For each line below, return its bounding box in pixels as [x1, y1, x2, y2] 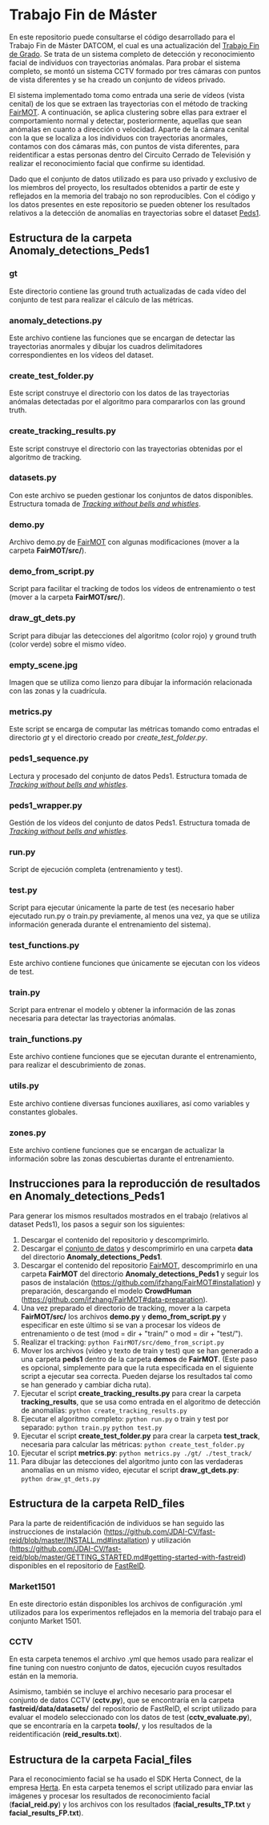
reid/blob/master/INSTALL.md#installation [9, 1535, 147, 1545]
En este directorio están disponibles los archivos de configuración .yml [9, 1599, 243, 1608]
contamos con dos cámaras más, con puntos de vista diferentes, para [9, 141, 239, 151]
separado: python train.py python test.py [20, 1422, 163, 1432]
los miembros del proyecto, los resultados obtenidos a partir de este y [9, 182, 240, 192]
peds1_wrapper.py [9, 800, 82, 811]
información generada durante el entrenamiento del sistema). [9, 920, 211, 930]
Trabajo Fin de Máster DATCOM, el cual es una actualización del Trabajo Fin [9, 40, 259, 50]
